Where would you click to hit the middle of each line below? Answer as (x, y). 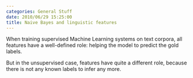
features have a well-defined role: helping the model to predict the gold (92, 45)
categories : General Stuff (39, 11)
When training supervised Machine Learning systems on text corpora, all (94, 39)
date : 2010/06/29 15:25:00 (39, 17)
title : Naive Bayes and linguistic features (61, 22)
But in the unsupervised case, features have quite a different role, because (96, 63)
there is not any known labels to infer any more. (64, 69)
